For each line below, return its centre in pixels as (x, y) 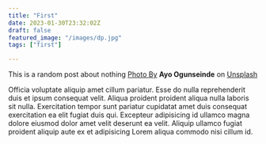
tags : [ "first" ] (35, 45)
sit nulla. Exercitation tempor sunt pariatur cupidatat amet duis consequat (128, 107)
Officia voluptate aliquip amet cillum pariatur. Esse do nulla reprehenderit (127, 90)
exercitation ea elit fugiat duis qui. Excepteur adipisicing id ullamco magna (129, 115)
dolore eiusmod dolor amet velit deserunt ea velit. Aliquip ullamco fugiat (125, 123)
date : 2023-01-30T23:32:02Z (55, 23)
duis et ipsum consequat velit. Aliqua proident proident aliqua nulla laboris (129, 98)
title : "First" (33, 15)
